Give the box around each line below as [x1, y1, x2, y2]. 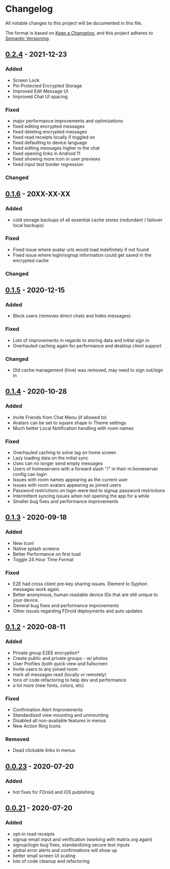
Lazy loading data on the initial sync [12, 455, 88, 461]
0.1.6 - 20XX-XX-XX [5, 190, 70, 198]
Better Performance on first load [12, 551, 81, 557]
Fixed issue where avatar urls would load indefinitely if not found [12, 246, 149, 253]
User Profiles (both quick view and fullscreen [12, 660, 108, 667]
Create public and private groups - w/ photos [12, 655, 108, 661]
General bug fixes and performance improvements [12, 603, 119, 608]
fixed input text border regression [12, 161, 83, 167]
